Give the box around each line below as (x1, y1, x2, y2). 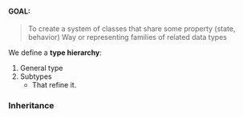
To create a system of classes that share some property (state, (27, 24, 236, 33)
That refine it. (31, 80, 77, 90)
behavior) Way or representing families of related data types (27, 33, 227, 42)
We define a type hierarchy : (8, 48, 103, 57)
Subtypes (19, 72, 52, 81)
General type (19, 64, 63, 73)
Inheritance (8, 100, 55, 111)
